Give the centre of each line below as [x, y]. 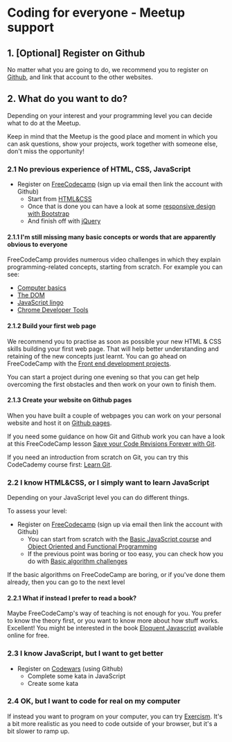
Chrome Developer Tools [53, 310]
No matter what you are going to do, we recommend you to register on [108, 70]
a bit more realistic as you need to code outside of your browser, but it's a [113, 723]
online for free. [28, 635]
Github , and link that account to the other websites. [80, 77]
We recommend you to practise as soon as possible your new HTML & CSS [114, 341]
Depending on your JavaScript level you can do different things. [98, 498]
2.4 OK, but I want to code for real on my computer [94, 701]
